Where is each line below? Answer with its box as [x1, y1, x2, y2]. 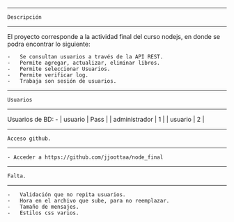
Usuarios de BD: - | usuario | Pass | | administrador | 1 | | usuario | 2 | [7, 116, 205, 123]
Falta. [7, 173, 26, 180]
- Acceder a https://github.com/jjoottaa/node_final [7, 154, 164, 161]
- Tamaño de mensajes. [7, 203, 79, 210]
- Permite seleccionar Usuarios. [7, 65, 111, 72]
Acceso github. [7, 135, 52, 142]
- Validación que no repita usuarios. [7, 191, 127, 198]
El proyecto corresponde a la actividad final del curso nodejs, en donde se [7, 33, 221, 40]
